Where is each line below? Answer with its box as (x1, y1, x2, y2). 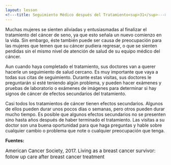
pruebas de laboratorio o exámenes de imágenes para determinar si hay (5, 85, 157, 91)
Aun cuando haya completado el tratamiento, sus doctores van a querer (5, 63, 156, 69)
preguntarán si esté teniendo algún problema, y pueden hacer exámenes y (5, 80, 162, 86)
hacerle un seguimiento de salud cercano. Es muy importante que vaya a (5, 68, 158, 75)
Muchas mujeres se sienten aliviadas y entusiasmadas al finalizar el (5, 26, 147, 32)
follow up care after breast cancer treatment (5, 153, 105, 160)
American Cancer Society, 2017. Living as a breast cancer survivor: (5, 147, 156, 154)
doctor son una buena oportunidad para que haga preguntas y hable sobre (5, 122, 162, 128)
